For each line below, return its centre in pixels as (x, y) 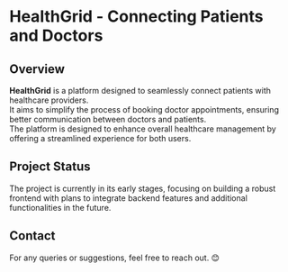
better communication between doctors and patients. (108, 119)
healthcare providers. (49, 100)
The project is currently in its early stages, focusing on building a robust (143, 188)
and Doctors (56, 36)
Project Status (50, 167)
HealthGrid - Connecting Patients (136, 17)
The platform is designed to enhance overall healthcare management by (143, 129)
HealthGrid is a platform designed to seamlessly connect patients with (140, 91)
